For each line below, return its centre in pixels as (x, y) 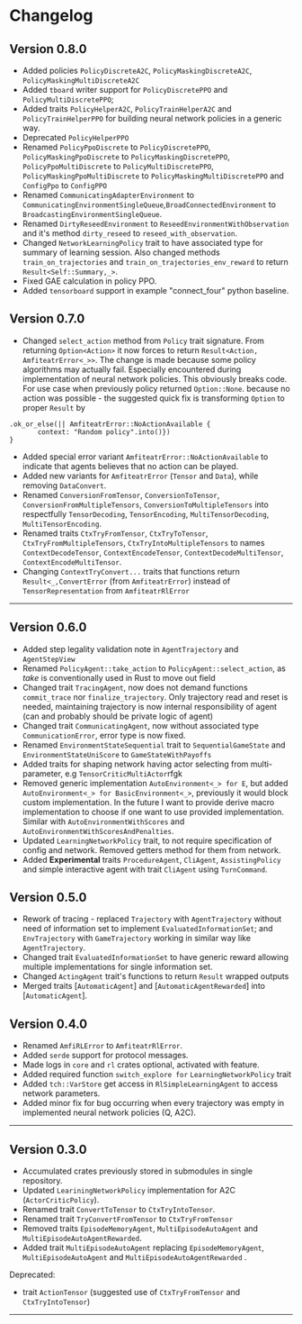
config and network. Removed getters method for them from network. (151, 850)
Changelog (51, 16)
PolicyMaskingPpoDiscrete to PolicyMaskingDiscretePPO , (126, 157)
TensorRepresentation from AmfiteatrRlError (106, 590)
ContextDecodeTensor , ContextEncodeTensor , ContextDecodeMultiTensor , (153, 552)
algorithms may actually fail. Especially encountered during (132, 369)
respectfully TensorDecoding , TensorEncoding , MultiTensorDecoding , (146, 513)
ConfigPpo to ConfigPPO (65, 185)
